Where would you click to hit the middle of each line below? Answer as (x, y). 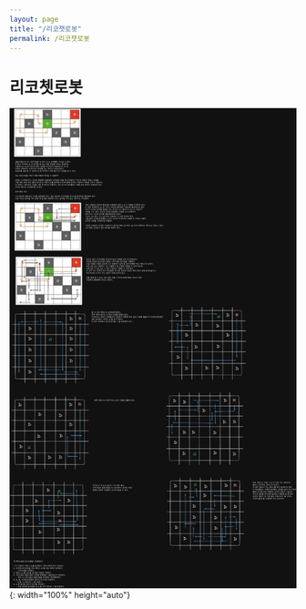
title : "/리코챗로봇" (46, 29)
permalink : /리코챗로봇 (50, 38)
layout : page (34, 19)
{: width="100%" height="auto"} (70, 595)
